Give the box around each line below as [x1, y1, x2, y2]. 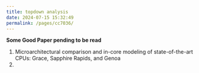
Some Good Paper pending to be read [6, 37, 102, 44]
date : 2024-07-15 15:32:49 [6, 14, 74, 21]
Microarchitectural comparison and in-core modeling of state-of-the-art [14, 48, 194, 56]
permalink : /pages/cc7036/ [6, 20, 74, 26]
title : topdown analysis [6, 8, 69, 15]
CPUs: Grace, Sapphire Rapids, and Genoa [14, 55, 121, 62]
